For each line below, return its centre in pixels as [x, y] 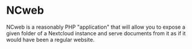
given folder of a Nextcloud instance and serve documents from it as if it [96, 33]
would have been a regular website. [51, 39]
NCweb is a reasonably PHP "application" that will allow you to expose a [96, 27]
